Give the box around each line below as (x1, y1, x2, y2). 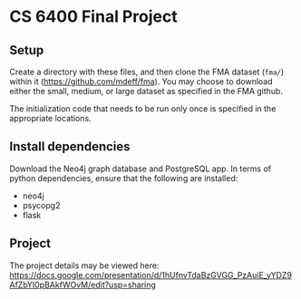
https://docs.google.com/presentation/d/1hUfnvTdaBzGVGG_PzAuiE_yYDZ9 (9, 269, 293, 280)
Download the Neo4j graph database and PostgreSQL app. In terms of (9, 163, 272, 174)
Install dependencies (9, 139, 131, 155)
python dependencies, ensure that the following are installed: (9, 172, 238, 183)
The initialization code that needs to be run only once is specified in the (9, 103, 277, 114)
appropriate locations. (9, 113, 92, 123)
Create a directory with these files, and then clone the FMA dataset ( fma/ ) (9, 66, 285, 77)
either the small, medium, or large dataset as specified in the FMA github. (9, 86, 284, 96)
